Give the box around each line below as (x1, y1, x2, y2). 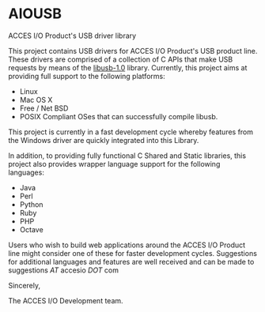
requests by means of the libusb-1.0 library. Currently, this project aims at (8, 62, 248, 72)
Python (19, 199, 44, 209)
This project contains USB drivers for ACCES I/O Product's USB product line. (8, 46, 258, 55)
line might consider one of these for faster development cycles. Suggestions (8, 248, 257, 257)
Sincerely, (8, 280, 41, 290)
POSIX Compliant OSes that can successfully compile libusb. (19, 111, 218, 121)
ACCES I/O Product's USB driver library (8, 31, 137, 40)
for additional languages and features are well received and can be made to (8, 257, 255, 266)
